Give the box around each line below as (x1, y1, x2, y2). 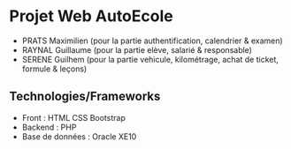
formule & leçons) (21, 63, 88, 74)
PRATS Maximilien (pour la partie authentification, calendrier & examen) (21, 35, 283, 46)
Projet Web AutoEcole (9, 6, 174, 26)
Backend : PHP (21, 122, 77, 132)
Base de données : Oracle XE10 (21, 130, 137, 142)
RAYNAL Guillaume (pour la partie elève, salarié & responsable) (21, 44, 252, 55)
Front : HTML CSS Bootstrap (21, 112, 126, 123)
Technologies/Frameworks (9, 89, 161, 104)
